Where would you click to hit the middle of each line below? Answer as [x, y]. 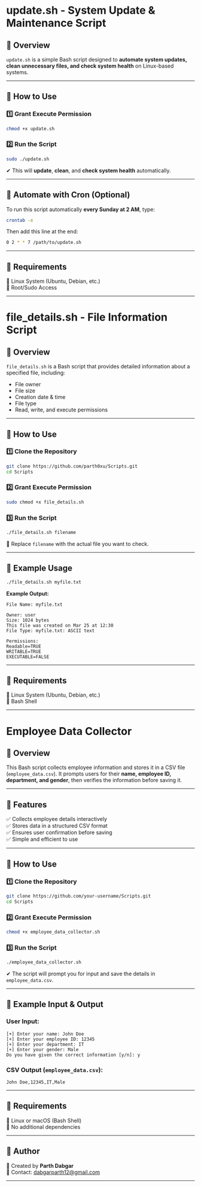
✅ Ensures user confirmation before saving [59, 832]
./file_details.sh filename [41, 533]
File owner [28, 385]
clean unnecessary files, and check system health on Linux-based [90, 66]
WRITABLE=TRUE [24, 652]
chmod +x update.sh [31, 129]
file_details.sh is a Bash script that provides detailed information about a [98, 367]
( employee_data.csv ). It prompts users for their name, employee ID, [89, 774]
